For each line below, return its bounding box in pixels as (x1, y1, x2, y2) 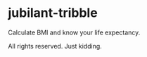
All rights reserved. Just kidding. (8, 42, 103, 50)
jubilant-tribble (8, 5, 98, 21)
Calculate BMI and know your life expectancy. (8, 28, 141, 37)
